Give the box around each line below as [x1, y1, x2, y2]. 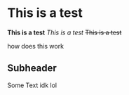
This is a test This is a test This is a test [7, 28, 122, 37]
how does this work [7, 42, 64, 50]
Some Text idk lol [7, 81, 57, 89]
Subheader [7, 62, 57, 75]
